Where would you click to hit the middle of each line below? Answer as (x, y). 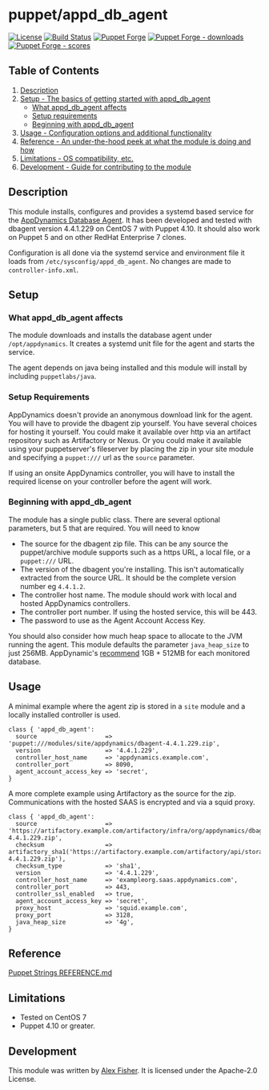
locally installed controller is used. (64, 714)
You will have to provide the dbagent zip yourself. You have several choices (133, 423)
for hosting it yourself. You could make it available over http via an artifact (129, 432)
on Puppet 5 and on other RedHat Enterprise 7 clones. (97, 237)
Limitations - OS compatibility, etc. (76, 158)
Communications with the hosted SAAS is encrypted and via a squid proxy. (132, 802)
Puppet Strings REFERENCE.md (60, 973)
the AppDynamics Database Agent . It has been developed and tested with (130, 220)
